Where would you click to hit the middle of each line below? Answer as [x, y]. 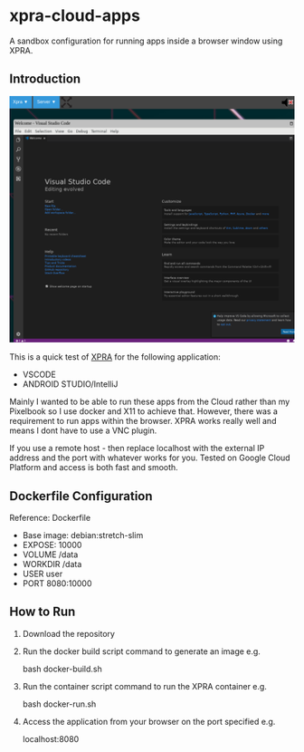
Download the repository [69, 633]
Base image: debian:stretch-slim [83, 535]
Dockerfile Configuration [81, 496]
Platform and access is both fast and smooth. [94, 468]
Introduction [45, 79]
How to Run [43, 612]
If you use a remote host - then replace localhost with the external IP [137, 448]
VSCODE [39, 375]
